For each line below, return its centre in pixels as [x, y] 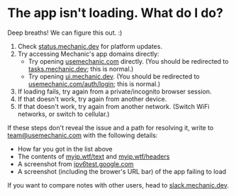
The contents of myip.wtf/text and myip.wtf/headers [94, 156]
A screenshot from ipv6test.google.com [75, 163]
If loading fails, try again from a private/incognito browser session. [114, 91]
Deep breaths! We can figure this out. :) [65, 33]
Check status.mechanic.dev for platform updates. [90, 46]
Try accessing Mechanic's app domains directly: [88, 54]
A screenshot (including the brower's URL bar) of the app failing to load [122, 171]
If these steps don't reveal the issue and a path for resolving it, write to [111, 127]
